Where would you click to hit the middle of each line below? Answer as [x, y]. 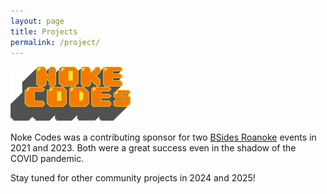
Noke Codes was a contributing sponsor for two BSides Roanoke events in [163, 137]
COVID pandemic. [47, 159]
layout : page [37, 21]
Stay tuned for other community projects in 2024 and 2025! [133, 178]
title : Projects [44, 31]
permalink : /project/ [55, 42]
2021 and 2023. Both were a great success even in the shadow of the [153, 148]
